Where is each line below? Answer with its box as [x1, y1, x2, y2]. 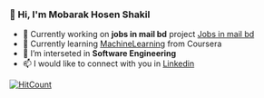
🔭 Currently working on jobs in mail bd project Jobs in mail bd [22, 29, 255, 40]
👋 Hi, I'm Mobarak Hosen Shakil [9, 8, 151, 21]
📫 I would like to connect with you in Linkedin [22, 58, 195, 69]
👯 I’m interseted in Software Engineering [22, 48, 177, 59]
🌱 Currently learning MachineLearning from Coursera [22, 38, 222, 49]
